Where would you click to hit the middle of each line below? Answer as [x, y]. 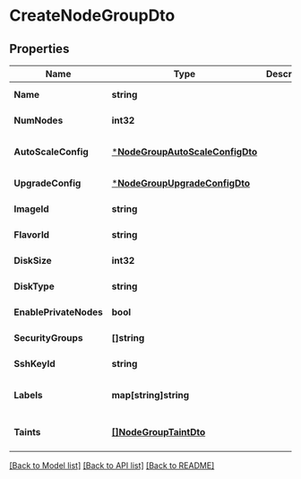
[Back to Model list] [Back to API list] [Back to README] [112, 466]
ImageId [31, 209]
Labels [28, 395]
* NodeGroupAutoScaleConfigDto [185, 152]
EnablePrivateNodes [58, 312]
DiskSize [33, 261]
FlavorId [32, 235]
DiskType [34, 286]
